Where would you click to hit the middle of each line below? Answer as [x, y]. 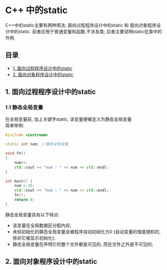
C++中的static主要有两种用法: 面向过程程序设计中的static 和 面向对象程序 [81, 25]
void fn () [16, 153]
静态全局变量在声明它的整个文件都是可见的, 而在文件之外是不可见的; [83, 244]
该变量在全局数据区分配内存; [42, 225]
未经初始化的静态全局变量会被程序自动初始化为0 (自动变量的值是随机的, [87, 231]
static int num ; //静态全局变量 [37, 144]
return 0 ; [25, 200]
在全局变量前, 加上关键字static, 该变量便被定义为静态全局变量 [68, 119]
